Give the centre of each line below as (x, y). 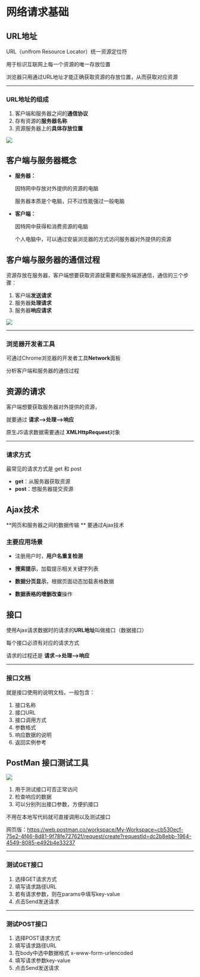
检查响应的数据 (33, 797)
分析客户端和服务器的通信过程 (43, 371)
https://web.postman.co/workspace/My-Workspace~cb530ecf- (105, 830)
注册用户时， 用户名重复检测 (49, 556)
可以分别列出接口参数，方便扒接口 (57, 804)
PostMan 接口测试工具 (48, 763)
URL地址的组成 (27, 99)
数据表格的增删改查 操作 (43, 594)
